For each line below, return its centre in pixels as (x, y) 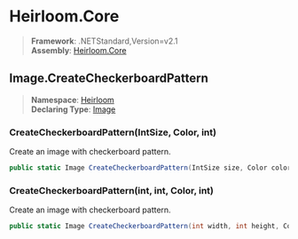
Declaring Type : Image (73, 109)
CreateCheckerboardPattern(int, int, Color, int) (112, 190)
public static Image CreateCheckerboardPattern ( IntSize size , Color (138, 168)
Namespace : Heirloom (73, 100)
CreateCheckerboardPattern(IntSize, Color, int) (113, 132)
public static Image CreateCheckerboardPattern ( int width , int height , (144, 227)
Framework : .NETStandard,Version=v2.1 (104, 41)
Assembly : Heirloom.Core (78, 50)
